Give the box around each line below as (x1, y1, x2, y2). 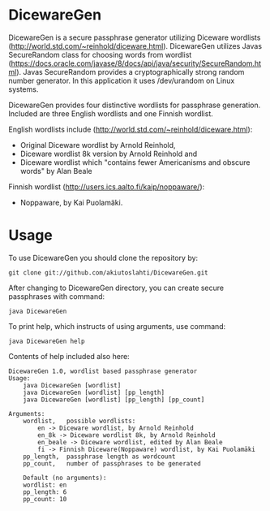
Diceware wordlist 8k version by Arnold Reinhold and (19, 149, 197, 158)
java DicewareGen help (8, 337, 85, 345)
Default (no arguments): (23, 474, 107, 482)
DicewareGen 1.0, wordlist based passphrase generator (8, 367, 198, 375)
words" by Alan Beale (19, 166, 92, 175)
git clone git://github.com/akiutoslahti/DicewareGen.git (8, 268, 208, 277)
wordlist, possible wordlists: (23, 417, 136, 425)
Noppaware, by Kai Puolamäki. (19, 197, 123, 207)
